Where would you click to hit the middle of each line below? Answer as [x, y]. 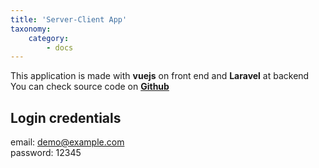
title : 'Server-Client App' [69, 19]
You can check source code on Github [90, 87]
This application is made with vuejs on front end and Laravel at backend [160, 76]
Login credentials [66, 117]
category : [49, 38]
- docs [60, 47]
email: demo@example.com [67, 142]
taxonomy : [31, 29]
